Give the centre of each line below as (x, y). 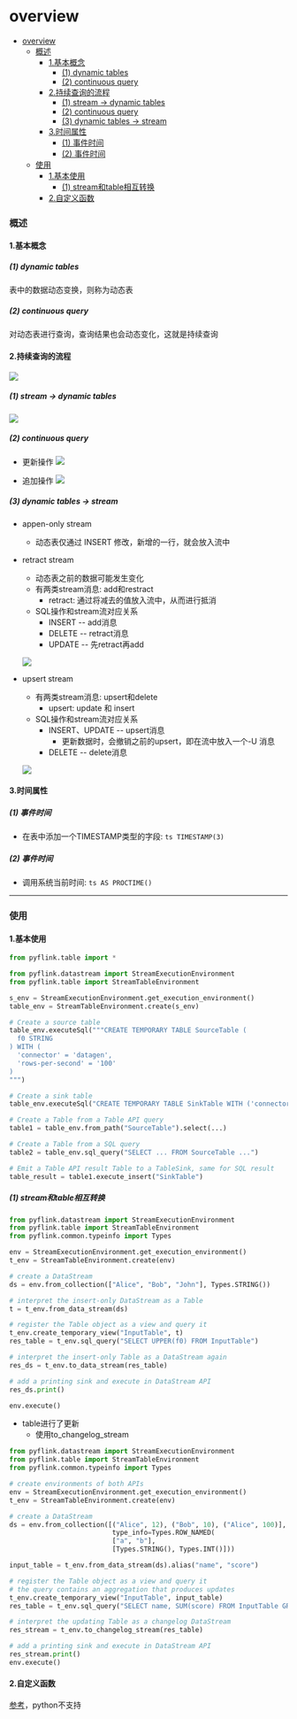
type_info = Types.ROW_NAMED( (164, 1533)
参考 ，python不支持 (45, 1705)
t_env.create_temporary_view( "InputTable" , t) (96, 1333)
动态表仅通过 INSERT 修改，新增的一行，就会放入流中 (133, 542)
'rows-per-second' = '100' (67, 1063)
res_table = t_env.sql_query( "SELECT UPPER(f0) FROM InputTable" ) (134, 1341)
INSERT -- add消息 (83, 622)
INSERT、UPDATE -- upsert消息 (107, 730)
